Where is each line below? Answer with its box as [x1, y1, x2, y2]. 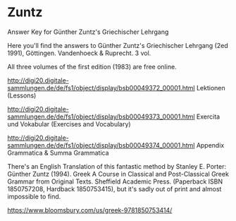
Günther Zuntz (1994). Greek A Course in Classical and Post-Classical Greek [7, 169, 229, 178]
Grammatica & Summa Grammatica [7, 148, 109, 157]
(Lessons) [7, 91, 37, 100]
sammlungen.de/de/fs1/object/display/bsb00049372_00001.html [7, 83, 195, 92]
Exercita [196, 112, 221, 121]
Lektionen [196, 83, 225, 92]
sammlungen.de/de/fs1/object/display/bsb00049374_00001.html [7, 141, 195, 149]
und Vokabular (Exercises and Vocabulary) [7, 119, 132, 128]
